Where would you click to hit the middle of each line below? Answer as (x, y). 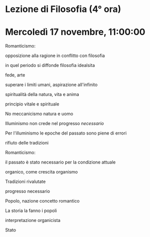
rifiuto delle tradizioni (27, 143)
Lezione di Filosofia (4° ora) (63, 9)
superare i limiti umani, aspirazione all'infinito (52, 85)
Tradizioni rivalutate (25, 181)
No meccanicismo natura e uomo (39, 114)
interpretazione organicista (33, 220)
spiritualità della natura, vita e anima (42, 94)
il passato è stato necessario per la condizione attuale (61, 162)
